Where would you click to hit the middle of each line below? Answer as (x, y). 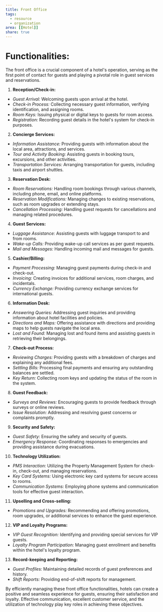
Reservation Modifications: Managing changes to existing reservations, (84, 199)
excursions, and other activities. (44, 159)
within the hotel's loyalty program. (47, 550)
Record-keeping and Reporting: (45, 559)
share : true (17, 32)
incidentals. (24, 283)
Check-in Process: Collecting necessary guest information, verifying (81, 104)
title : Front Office (26, 10)
